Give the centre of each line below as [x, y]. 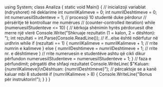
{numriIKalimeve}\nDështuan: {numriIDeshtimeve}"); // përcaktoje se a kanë [81, 69]
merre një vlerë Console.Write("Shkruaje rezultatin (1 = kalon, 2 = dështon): [80, 33]
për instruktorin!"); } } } [27, 79]
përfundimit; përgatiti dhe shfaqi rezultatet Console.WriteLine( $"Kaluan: [77, 64]
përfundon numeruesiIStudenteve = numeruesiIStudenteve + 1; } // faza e [78, 59]
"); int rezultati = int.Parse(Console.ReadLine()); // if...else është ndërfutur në [81, 38]
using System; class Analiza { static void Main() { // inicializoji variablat [75, 7]
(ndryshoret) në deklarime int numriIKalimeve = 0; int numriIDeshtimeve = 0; [81, 12]
